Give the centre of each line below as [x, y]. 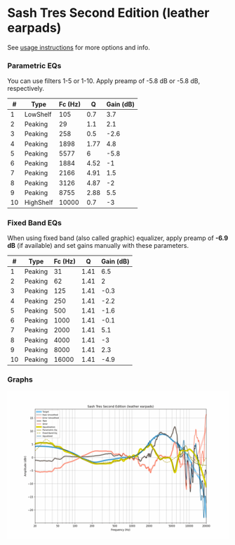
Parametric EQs [34, 65]
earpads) [34, 28]
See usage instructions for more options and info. [79, 47]
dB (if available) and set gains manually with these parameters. [98, 246]
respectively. [26, 89]
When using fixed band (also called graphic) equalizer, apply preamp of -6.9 [118, 238]
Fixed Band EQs [34, 223]
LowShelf [38, 114]
